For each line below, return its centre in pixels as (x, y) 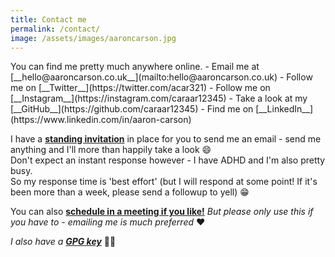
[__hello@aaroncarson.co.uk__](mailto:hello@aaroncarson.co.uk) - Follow (161, 77)
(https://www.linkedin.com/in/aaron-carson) (101, 120)
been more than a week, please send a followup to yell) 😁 (130, 192)
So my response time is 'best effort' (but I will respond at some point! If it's (164, 182)
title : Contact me (48, 19)
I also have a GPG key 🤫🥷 (63, 242)
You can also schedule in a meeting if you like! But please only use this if (162, 212)
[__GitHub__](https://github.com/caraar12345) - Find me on (132, 109)
